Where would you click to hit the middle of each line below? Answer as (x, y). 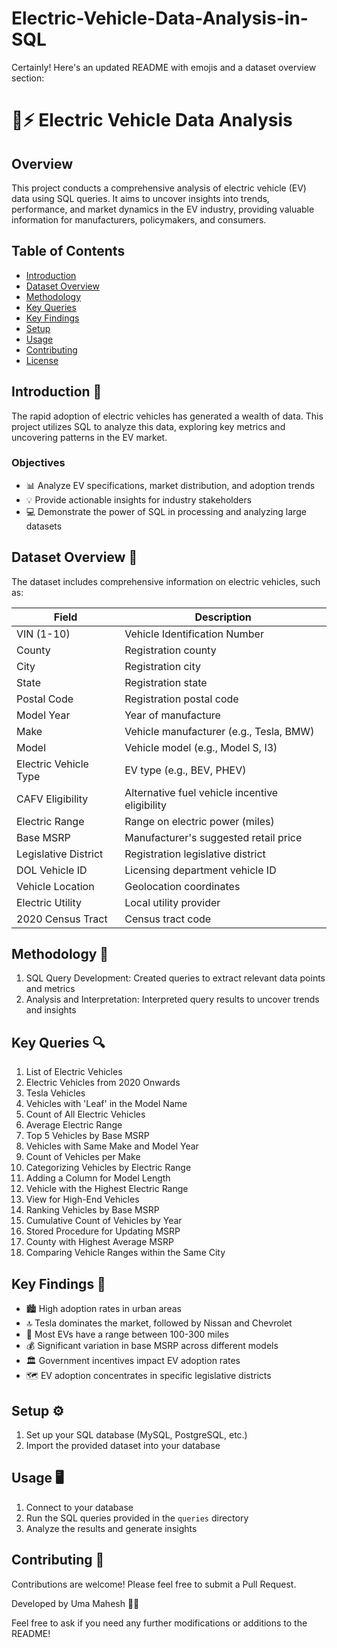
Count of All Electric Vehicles (85, 1114)
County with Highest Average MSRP (99, 1242)
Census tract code (168, 919)
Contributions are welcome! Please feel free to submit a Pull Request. (154, 1584)
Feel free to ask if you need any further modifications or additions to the (159, 1623)
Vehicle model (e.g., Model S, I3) (201, 747)
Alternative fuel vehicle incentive (201, 792)
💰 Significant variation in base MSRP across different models (152, 1346)
